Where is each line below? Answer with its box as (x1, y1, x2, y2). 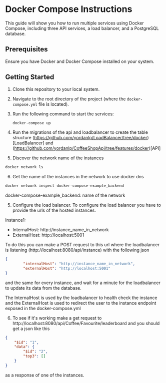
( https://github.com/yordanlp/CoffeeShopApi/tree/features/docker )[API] (12, 145, 161, 151)
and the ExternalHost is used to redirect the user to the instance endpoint (5, 300, 156, 306)
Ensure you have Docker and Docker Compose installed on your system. (5, 58, 154, 64)
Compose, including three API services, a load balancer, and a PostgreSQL (5, 25, 159, 31)
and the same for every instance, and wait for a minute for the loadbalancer (5, 280, 161, 286)
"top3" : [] (23, 354, 46, 359)
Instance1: (5, 217, 26, 223)
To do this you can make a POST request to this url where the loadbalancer (5, 242, 160, 248)
